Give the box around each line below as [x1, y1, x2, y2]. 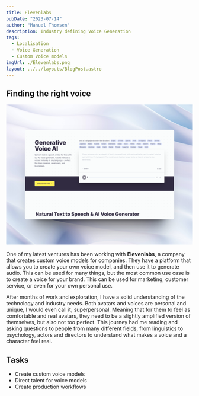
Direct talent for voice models [14, 377, 87, 384]
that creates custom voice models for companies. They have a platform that [6, 257, 191, 264]
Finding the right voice [6, 88, 91, 98]
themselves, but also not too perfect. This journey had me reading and [6, 319, 178, 326]
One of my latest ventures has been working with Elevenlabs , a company [6, 251, 185, 258]
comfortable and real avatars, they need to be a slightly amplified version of [6, 312, 191, 320]
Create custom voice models [14, 371, 85, 378]
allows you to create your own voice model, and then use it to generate [6, 263, 179, 270]
